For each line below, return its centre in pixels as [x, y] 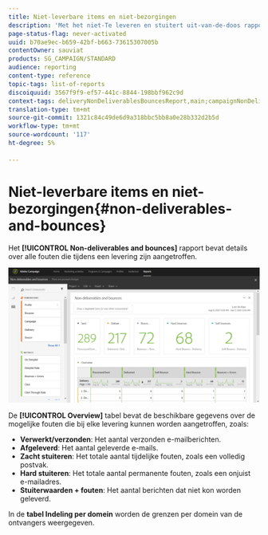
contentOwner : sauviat [46, 51]
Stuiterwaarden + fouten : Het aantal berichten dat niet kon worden [130, 490]
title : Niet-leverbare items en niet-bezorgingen [93, 17]
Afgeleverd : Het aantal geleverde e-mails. [89, 447]
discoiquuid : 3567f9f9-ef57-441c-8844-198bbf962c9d [96, 92]
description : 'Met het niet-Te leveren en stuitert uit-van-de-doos [124, 25]
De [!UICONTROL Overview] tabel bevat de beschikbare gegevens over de [132, 415]
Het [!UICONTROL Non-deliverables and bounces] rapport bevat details [128, 248]
